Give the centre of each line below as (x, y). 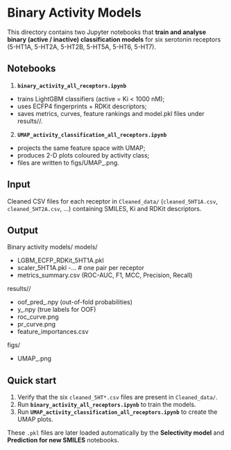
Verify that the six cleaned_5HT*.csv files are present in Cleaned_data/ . (118, 397)
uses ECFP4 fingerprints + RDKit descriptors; (82, 106)
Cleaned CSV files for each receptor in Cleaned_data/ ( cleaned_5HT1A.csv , (113, 201)
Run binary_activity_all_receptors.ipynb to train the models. (106, 405)
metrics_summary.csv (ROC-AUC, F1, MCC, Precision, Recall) (105, 275)
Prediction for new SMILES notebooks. (63, 440)
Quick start (32, 380)
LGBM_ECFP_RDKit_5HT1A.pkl (60, 260)
